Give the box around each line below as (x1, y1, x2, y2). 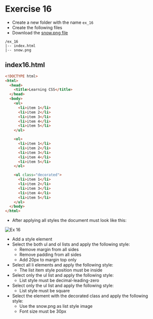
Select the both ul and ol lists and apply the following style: (12, 241, 130, 247)
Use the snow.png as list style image (19, 303, 93, 309)
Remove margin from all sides (19, 247, 79, 252)
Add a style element (12, 236, 52, 242)
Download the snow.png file (12, 30, 68, 35)
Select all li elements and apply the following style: (12, 262, 113, 268)
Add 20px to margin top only (19, 257, 77, 263)
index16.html (5, 61, 45, 69)
